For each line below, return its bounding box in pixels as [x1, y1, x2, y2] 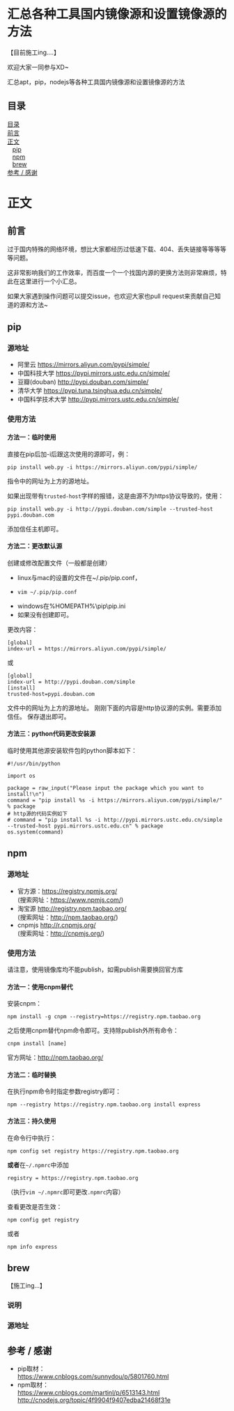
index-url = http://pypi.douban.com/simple [7, 678, 136, 685]
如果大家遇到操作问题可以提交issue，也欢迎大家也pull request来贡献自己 [7, 292, 215, 300]
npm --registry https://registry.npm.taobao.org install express [7, 1101, 201, 1108]
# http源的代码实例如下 [7, 810, 68, 817]
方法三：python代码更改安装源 [7, 729, 96, 738]
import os [7, 772, 36, 779]
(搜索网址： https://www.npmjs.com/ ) [17, 896, 124, 904]
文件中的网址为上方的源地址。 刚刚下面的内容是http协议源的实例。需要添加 [7, 703, 221, 712]
